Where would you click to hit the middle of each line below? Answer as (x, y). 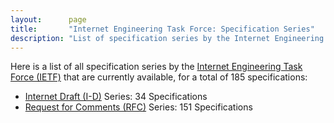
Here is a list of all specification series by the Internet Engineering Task (156, 67)
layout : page (48, 19)
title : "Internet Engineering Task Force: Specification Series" (162, 29)
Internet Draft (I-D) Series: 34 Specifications (116, 97)
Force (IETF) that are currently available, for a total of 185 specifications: (159, 77)
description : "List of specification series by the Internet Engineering (167, 38)
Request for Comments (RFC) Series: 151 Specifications (138, 107)
